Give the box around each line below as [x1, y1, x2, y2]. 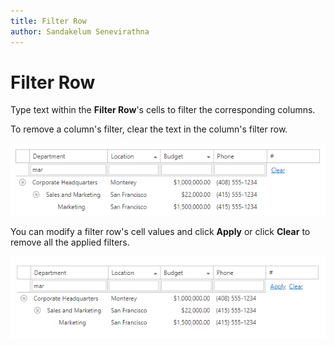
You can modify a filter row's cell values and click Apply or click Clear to [10, 225, 311, 237]
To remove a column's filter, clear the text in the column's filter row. [10, 123, 288, 135]
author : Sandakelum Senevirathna [10, 26, 150, 37]
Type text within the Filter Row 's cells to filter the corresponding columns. [10, 104, 316, 116]
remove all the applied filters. [10, 236, 130, 248]
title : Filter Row [10, 16, 87, 26]
